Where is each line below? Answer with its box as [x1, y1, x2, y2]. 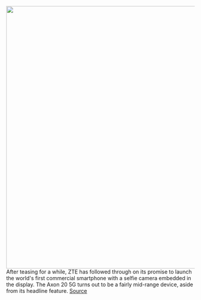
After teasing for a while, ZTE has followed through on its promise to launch [6, 268, 192, 275]
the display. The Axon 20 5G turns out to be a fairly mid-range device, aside [6, 281, 193, 288]
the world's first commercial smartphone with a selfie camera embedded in [6, 275, 191, 281]
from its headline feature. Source [6, 287, 87, 294]
